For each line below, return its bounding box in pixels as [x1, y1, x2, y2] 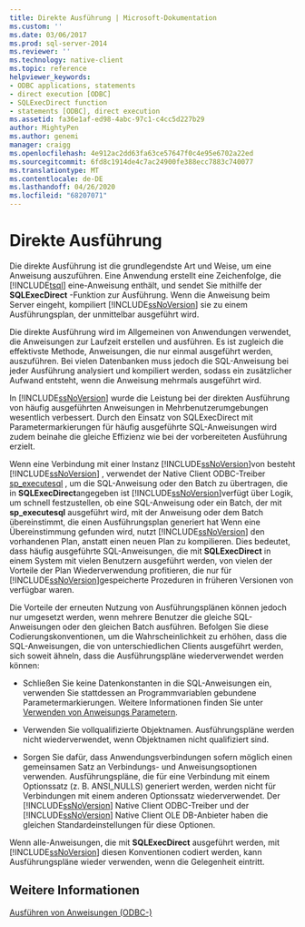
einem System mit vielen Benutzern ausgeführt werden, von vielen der [9, 555, 273, 565]
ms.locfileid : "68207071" [9, 191, 107, 200]
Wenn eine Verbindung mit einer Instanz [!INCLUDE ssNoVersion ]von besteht [9, 458, 296, 469]
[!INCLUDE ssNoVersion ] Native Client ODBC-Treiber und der [22, 800, 250, 810]
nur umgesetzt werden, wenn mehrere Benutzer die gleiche [9, 611, 232, 622]
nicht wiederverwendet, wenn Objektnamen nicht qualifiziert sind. [22, 734, 270, 745]
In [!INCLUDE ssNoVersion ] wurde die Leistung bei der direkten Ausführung [9, 392, 290, 403]
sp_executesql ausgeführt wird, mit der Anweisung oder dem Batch [9, 506, 263, 517]
